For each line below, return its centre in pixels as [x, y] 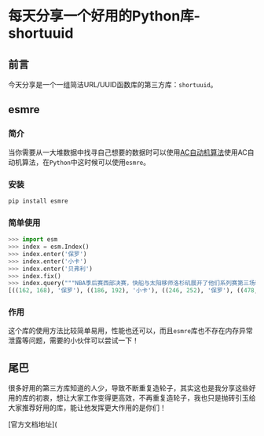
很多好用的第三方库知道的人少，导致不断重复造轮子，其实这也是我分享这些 [128, 388]
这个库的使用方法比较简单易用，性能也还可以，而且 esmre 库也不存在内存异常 [130, 331]
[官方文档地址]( [33, 424]
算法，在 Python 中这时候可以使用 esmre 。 [86, 162]
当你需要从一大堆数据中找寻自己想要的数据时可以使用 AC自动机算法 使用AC [128, 152]
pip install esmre [38, 201]
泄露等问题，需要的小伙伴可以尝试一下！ [73, 341]
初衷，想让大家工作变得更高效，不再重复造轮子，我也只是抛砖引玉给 [145, 398]
